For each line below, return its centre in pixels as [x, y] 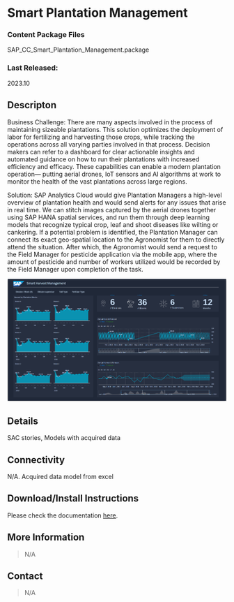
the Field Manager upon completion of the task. [76, 269]
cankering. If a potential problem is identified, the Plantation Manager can [112, 232]
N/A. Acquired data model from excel [60, 477]
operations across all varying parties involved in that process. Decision [109, 144]
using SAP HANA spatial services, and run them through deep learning [109, 217]
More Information [46, 537]
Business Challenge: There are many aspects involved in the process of [110, 122]
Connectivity [36, 460]
